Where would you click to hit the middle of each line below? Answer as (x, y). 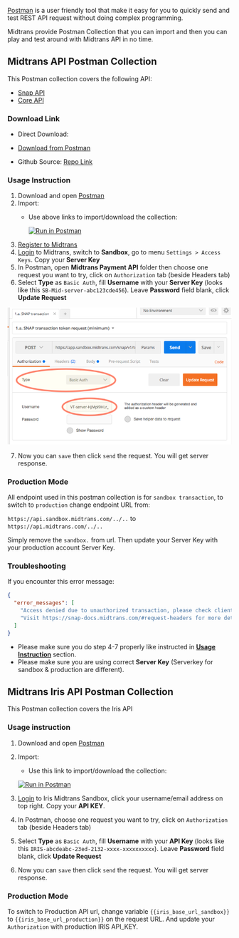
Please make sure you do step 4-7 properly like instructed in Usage (116, 646)
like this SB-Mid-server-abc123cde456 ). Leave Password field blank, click (123, 290)
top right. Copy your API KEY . (61, 805)
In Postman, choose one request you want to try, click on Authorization (123, 820)
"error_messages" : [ (44, 603)
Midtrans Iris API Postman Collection (91, 692)
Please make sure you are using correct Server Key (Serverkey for (115, 661)
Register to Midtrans (47, 244)
